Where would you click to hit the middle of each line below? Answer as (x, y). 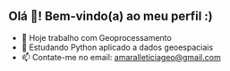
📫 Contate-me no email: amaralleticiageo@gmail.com (121, 57)
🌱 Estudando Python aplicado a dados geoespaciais (117, 47)
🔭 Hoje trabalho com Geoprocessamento (96, 37)
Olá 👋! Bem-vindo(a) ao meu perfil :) (111, 16)
